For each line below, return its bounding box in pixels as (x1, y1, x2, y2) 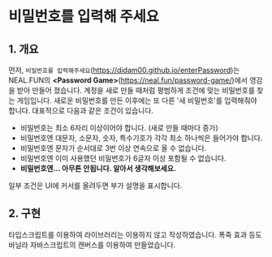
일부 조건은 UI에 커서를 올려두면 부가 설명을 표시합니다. (8, 181, 183, 191)
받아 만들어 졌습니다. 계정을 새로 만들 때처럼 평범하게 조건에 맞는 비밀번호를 (16, 86, 256, 95)
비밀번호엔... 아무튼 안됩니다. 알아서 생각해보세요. (19, 164, 177, 173)
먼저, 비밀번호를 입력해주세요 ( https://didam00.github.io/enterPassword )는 (8, 66, 240, 75)
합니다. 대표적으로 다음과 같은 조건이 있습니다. (8, 106, 154, 115)
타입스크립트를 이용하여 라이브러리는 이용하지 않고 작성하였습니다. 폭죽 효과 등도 (8, 229, 262, 239)
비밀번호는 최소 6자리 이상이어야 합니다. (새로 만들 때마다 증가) (19, 123, 219, 132)
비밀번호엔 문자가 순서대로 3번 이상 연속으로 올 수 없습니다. (19, 143, 207, 152)
